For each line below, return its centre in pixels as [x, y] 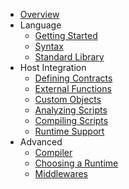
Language [40, 25]
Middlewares [61, 173]
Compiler [53, 152]
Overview [39, 14]
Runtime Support [69, 131]
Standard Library [69, 57]
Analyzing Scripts [71, 110]
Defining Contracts [73, 78]
